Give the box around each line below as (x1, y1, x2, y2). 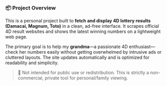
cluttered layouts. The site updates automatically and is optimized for (5, 55, 150, 61)
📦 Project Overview (5, 4, 56, 11)
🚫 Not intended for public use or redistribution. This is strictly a (17, 70, 149, 76)
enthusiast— (128, 44, 156, 50)
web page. (5, 34, 28, 40)
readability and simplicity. (5, 60, 59, 66)
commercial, (17, 75, 44, 81)
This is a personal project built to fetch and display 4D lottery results (5, 18, 151, 24)
